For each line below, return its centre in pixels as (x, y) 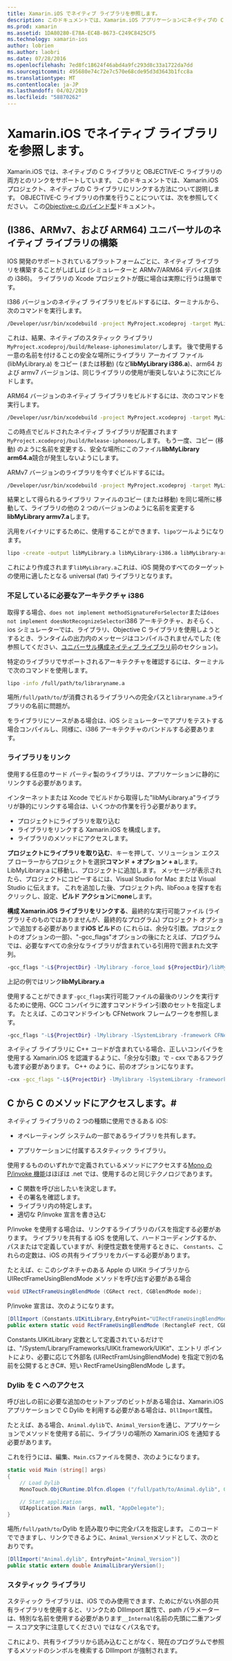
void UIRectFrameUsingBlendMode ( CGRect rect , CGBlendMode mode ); (105, 1292)
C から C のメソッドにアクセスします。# (92, 1103)
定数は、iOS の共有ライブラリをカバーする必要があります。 (109, 1255)
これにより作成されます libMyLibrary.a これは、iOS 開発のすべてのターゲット (116, 567)
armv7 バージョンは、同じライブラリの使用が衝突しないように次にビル (121, 372)
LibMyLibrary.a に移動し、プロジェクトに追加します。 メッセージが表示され (115, 870)
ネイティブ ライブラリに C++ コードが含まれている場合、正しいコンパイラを (116, 1049)
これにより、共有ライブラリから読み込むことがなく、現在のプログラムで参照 (116, 1642)
